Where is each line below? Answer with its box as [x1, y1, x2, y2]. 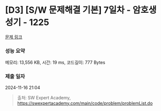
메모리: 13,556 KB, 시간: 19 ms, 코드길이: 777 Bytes [5, 59, 105, 65]
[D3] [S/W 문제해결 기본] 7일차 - [5, 4, 131, 16]
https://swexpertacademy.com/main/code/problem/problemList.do [17, 100, 153, 106]
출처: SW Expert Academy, [17, 94, 71, 101]
